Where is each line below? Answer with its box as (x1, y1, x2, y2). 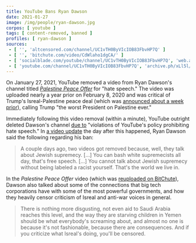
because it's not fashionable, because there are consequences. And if (20, 224, 190, 231)
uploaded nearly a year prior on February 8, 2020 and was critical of (6, 91, 171, 98)
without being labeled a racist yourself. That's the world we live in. (20, 164, 180, 171)
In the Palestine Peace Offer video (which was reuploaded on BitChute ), (6, 175, 179, 182)
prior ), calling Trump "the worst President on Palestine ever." (6, 104, 152, 111)
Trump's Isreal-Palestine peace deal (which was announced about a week (6, 98, 184, 105)
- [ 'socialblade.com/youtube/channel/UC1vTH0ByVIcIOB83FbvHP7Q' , (8, 57, 174, 63)
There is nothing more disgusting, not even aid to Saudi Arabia (20, 206, 171, 213)
